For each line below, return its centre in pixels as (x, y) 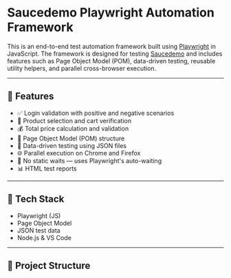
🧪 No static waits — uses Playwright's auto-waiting (89, 160)
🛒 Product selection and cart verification (74, 120)
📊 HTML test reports (47, 168)
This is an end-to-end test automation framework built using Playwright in (112, 46)
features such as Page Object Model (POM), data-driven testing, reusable (111, 61)
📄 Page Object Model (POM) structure (71, 138)
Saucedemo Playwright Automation (111, 13)
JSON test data (38, 230)
